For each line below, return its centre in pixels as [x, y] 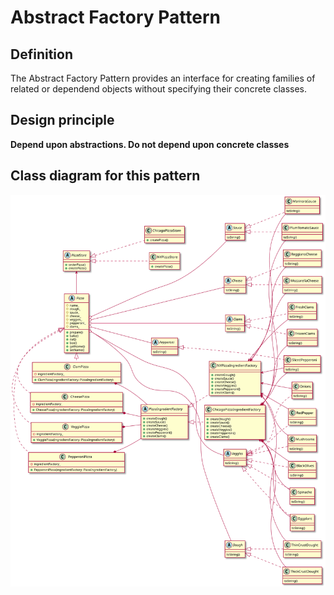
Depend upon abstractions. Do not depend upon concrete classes [150, 144]
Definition [41, 54]
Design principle [62, 120]
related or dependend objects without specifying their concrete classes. [158, 89]
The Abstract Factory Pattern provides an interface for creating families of [163, 78]
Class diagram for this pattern [105, 176]
